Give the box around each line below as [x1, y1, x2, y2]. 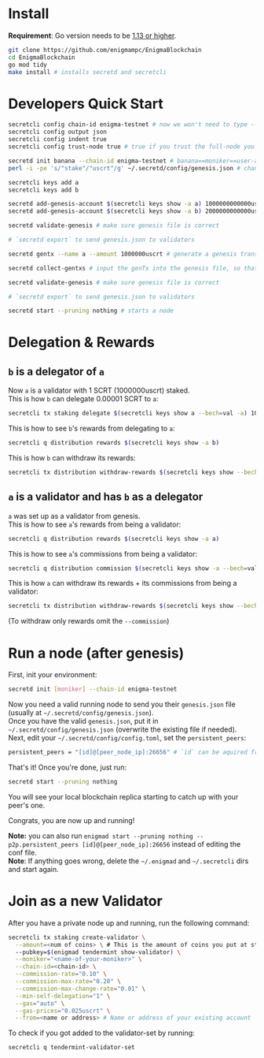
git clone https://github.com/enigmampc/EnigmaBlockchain [8, 46, 202, 54]
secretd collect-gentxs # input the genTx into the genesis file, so [8, 264, 241, 272]
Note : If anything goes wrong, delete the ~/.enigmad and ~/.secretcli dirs [8, 856, 249, 866]
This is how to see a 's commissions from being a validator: [8, 549, 198, 558]
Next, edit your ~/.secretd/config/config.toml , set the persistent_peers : [8, 733, 247, 743]
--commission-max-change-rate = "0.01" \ [15, 985, 146, 993]
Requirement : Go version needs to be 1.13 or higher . [8, 31, 177, 40]
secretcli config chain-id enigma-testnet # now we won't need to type [8, 121, 247, 129]
